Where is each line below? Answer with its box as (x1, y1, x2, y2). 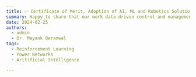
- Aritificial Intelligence (11, 57, 80, 63)
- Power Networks (11, 52, 54, 57)
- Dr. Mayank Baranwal (11, 35, 66, 41)
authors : (6, 24, 27, 31)
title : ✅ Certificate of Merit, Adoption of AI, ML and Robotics (6, 8, 169, 14)
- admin (11, 30, 30, 36)
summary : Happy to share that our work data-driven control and (6, 14, 166, 20)
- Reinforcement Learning (11, 46, 75, 52)
